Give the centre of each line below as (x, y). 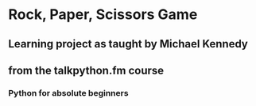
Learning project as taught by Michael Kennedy (128, 44)
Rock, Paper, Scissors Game (103, 15)
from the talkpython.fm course (86, 70)
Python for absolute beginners (68, 93)
